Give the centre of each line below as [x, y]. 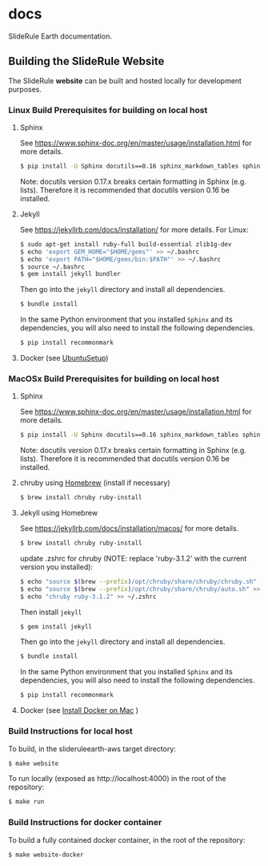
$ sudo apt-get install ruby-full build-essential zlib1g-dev [126, 244]
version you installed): [56, 567]
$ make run [26, 802]
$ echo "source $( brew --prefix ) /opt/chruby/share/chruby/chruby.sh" [138, 581]
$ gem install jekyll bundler [70, 274]
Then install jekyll [51, 612]
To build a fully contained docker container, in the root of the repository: [127, 840]
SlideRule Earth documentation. [60, 36]
